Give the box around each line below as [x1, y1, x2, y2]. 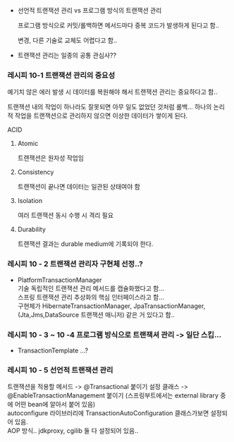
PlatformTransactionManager [17, 276, 102, 284]
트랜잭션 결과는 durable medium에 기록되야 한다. [17, 240, 154, 248]
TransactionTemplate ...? [17, 346, 89, 355]
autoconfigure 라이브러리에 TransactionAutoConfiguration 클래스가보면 [7, 409, 209, 417]
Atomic [17, 140, 39, 148]
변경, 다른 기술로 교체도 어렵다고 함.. [17, 36, 118, 44]
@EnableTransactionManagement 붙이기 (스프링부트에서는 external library [7, 391, 219, 400]
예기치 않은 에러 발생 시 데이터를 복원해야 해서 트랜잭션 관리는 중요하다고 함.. [7, 87, 218, 97]
